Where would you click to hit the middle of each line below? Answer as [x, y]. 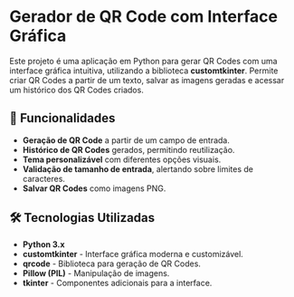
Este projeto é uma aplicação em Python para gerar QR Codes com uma [143, 61]
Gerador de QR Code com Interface [144, 17]
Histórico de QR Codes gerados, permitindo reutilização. [128, 149]
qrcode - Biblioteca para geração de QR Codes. [112, 263]
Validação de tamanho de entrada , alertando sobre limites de [138, 168]
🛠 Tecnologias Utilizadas [82, 218]
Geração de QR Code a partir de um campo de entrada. [126, 140]
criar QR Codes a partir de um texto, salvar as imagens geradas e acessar [147, 80]
